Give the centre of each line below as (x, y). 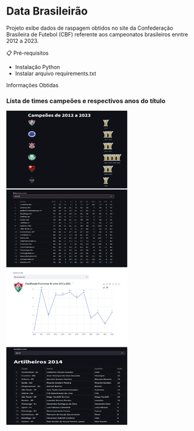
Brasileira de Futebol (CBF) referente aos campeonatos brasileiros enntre (97, 34)
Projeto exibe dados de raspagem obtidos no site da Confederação (90, 28)
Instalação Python (37, 67)
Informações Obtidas (32, 85)
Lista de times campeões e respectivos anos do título (86, 101)
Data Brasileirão (47, 11)
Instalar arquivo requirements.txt (56, 73)
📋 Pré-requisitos (27, 53)
